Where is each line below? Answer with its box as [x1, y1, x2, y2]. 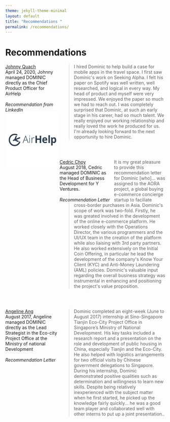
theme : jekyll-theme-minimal [5, 8, 67, 13]
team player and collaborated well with [74, 406, 155, 412]
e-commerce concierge [114, 191, 163, 198]
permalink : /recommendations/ [5, 24, 70, 29]
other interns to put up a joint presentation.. [74, 411, 165, 417]
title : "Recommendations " [5, 19, 62, 24]
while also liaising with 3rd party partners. [74, 240, 161, 246]
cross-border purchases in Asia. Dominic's [74, 202, 163, 208]
